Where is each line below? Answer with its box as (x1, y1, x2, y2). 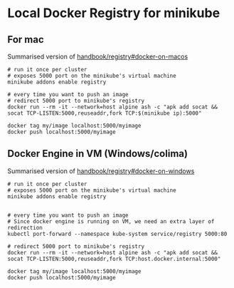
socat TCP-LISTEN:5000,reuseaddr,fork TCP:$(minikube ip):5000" (7, 110, 202, 117)
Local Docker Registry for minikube (7, 5, 220, 21)
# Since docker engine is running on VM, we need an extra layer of (7, 217, 215, 225)
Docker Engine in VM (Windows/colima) (7, 148, 188, 160)
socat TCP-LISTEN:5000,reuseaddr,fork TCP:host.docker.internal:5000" (7, 255, 221, 262)
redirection (7, 224, 43, 231)
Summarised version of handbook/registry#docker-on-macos (7, 52, 188, 61)
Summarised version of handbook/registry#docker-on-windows (7, 166, 195, 175)
